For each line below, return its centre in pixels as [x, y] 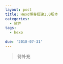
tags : [11, 28]
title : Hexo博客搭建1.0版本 [31, 14]
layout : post [18, 10]
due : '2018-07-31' [24, 42]
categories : [17, 19]
